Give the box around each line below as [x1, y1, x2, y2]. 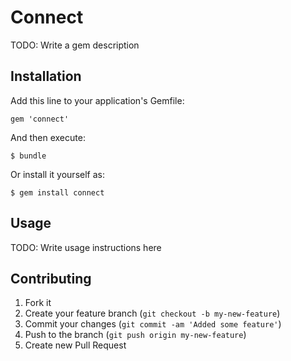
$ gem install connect [10, 187, 105, 198]
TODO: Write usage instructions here [10, 241, 162, 253]
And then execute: [10, 131, 86, 143]
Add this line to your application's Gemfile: [10, 94, 185, 106]
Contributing [10, 270, 92, 287]
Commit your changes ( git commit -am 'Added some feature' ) [24, 318, 282, 330]
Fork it [24, 297, 52, 309]
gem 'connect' [10, 114, 70, 124]
